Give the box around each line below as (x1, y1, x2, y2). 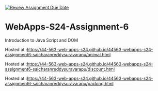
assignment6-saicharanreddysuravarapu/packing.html (5, 80, 114, 86)
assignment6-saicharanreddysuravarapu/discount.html (5, 66, 115, 72)
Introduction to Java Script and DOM (5, 37, 79, 43)
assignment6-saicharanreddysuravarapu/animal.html (5, 52, 111, 57)
